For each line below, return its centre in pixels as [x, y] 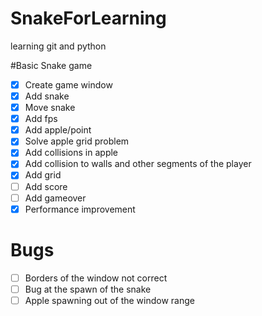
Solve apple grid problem [77, 141]
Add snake [47, 96]
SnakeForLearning [88, 18]
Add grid [43, 175]
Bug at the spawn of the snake [88, 289]
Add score [46, 186]
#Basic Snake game [51, 65]
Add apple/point [58, 130]
